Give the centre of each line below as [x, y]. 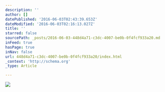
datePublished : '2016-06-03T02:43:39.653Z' [51, 19]
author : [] [17, 15]
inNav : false [19, 52]
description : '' [22, 10]
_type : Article [21, 66]
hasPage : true [20, 47]
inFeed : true [19, 43]
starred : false [21, 33]
